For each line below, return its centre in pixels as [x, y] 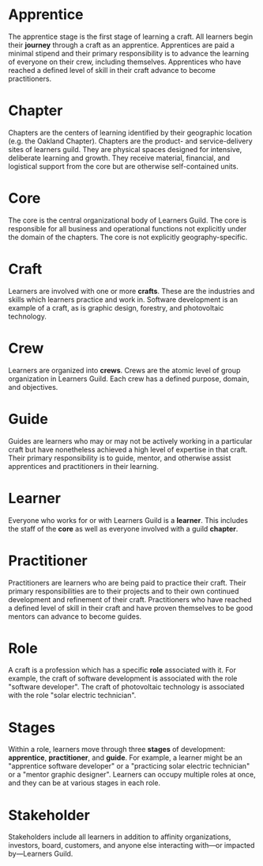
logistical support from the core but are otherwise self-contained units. [123, 166]
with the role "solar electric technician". [72, 696]
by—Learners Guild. [41, 854]
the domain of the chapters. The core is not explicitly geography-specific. [128, 237]
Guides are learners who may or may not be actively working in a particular [130, 441]
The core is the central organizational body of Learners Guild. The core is [128, 220]
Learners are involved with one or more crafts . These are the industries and [131, 291]
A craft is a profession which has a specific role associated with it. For [122, 670]
